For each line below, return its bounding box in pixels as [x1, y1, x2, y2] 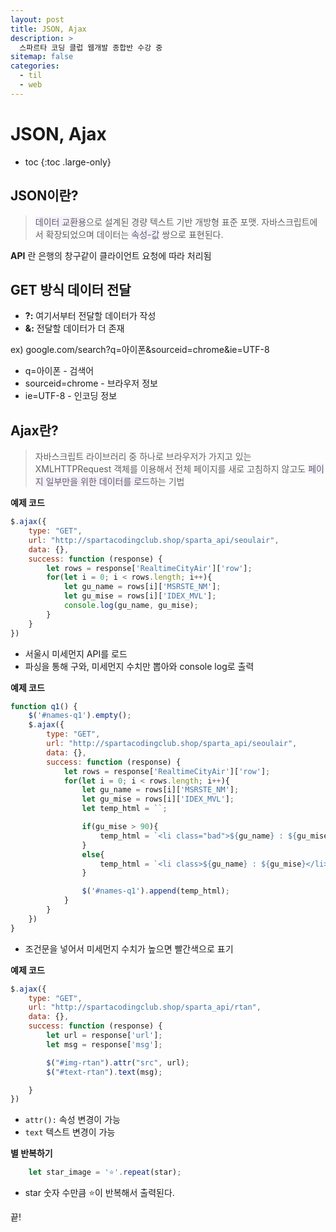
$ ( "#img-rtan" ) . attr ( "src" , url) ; [46, 1057, 190, 1068]
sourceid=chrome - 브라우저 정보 [24, 377, 158, 390]
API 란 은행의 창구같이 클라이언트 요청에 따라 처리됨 [10, 249, 212, 261]
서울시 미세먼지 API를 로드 [24, 647, 128, 660]
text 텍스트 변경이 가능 [24, 1126, 116, 1138]
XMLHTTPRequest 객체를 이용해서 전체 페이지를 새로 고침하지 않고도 [34, 463, 307, 475]
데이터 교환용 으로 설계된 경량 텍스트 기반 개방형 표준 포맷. [34, 216, 260, 228]
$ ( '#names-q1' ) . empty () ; [28, 711, 132, 721]
